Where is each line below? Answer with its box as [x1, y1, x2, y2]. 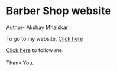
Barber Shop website [6, 4, 111, 18]
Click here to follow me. [6, 46, 64, 54]
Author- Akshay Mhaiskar [6, 24, 69, 31]
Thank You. [6, 59, 34, 66]
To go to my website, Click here [6, 35, 83, 42]
